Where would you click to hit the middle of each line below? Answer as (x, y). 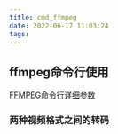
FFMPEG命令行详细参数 (52, 95)
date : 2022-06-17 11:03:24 (59, 26)
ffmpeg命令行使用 (59, 72)
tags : (19, 34)
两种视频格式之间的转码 (59, 121)
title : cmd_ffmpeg (43, 17)
